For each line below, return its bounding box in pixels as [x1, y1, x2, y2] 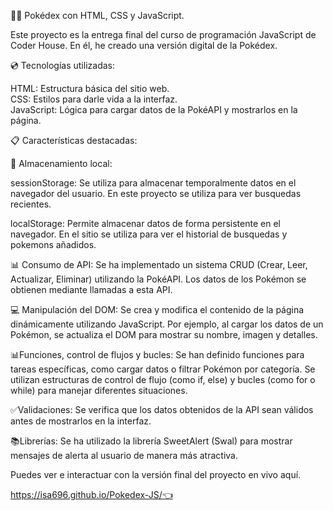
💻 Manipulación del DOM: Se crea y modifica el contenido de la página [10, 304, 305, 315]
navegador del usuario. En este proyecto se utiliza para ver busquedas [10, 188, 302, 199]
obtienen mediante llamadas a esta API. [10, 284, 173, 295]
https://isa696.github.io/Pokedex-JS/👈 [10, 489, 173, 500]
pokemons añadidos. [10, 239, 97, 250]
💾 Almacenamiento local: [10, 158, 113, 169]
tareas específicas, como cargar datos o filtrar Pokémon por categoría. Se [10, 363, 316, 375]
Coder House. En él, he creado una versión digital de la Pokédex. [10, 40, 278, 51]
